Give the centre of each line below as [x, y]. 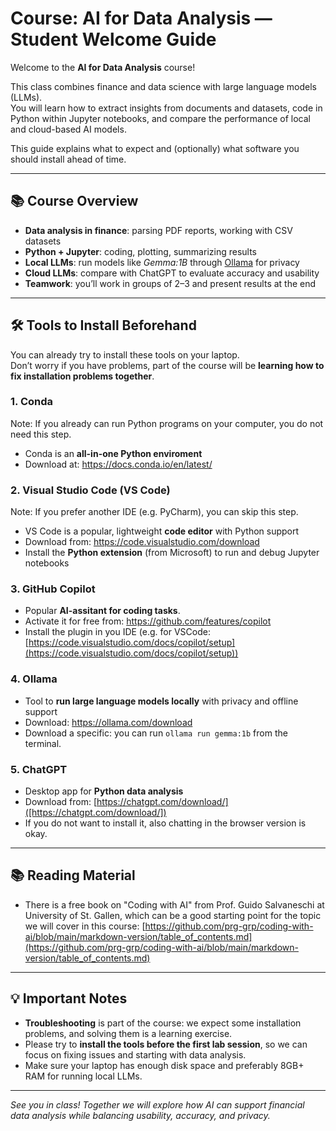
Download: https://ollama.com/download [108, 722]
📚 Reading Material [73, 875]
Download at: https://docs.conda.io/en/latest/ [118, 464]
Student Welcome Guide [113, 39]
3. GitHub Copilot [53, 589]
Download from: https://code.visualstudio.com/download [142, 542]
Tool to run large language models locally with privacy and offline [161, 701]
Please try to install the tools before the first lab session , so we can [166, 1044]
